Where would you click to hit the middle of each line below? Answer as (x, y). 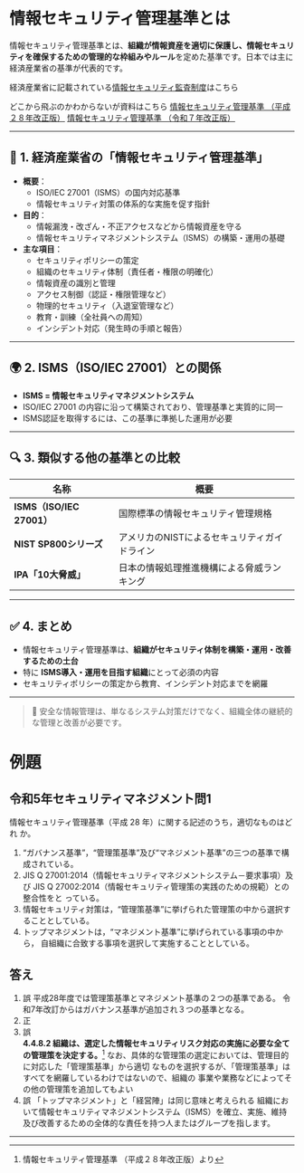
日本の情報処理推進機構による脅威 (191, 568)
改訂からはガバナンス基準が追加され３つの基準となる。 (146, 1009)
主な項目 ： (43, 249)
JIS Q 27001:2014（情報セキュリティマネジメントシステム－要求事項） (154, 875)
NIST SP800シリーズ (59, 544)
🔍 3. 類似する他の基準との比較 (95, 458)
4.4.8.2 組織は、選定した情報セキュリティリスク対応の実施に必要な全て (156, 1043)
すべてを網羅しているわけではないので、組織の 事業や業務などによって (153, 1077)
